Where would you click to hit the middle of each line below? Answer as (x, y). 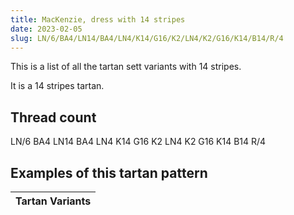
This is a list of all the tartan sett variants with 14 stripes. (126, 67)
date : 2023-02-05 (46, 29)
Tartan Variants (53, 201)
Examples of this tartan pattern (109, 172)
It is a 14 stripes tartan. (57, 86)
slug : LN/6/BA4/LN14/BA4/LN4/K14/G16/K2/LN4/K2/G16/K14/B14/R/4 (147, 38)
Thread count (53, 117)
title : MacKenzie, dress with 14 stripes (98, 19)
